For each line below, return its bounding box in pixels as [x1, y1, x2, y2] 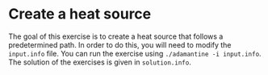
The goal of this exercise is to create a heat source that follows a [8, 31, 224, 41]
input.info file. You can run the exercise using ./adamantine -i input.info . [8, 48, 262, 58]
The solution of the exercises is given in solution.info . [8, 57, 191, 67]
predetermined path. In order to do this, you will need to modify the [8, 40, 232, 49]
